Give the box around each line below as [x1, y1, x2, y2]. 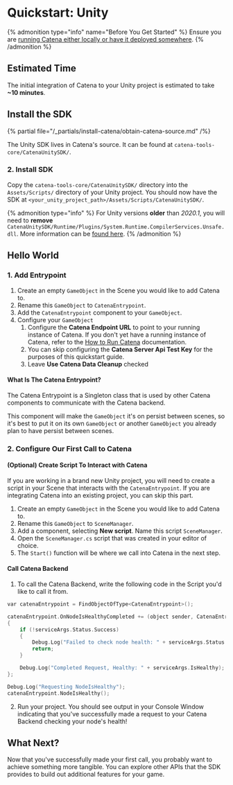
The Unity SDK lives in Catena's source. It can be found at [7, 140, 173, 148]
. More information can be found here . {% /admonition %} [16, 229, 182, 238]
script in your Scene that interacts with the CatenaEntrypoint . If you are [7, 484, 210, 492]
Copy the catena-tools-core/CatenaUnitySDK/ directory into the [7, 180, 189, 188]
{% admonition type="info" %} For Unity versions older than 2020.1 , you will [7, 209, 225, 217]
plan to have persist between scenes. [7, 426, 114, 434]
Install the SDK [7, 109, 73, 121]
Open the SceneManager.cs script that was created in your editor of [17, 533, 207, 542]
